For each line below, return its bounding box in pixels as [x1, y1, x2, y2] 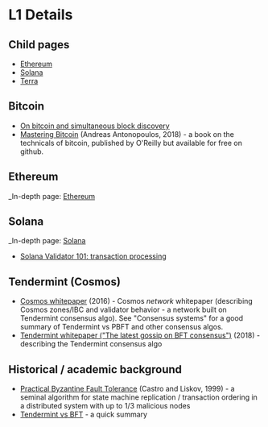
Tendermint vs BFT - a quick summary [19, 409, 147, 420]
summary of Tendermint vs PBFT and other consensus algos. [19, 322, 224, 332]
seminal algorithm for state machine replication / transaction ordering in [19, 392, 258, 402]
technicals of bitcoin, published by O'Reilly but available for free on [19, 138, 243, 147]
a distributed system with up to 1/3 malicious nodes [19, 401, 191, 411]
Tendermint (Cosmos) [8, 275, 121, 288]
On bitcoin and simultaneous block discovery [19, 121, 171, 131]
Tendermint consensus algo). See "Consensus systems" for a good [19, 313, 244, 323]
